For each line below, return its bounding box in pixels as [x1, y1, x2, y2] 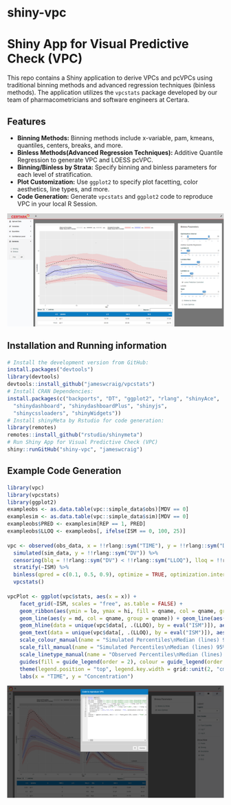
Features [7, 116, 46, 127]
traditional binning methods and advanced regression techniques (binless [7, 81, 215, 89]
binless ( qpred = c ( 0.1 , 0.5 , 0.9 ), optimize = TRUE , [13, 571, 168, 579]
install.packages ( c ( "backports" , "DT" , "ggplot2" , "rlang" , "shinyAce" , [7, 395, 220, 402]
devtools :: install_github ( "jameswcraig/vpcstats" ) [7, 380, 155, 388]
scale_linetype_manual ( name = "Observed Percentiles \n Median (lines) [19, 651, 223, 658]
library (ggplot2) [7, 499, 57, 506]
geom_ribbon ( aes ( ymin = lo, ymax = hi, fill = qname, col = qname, [19, 608, 217, 614]
